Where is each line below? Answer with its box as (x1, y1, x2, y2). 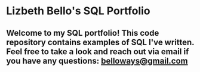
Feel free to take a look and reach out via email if (6, 46, 189, 57)
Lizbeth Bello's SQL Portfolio (6, 4, 150, 18)
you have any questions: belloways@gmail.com (6, 55, 188, 66)
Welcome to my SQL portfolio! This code (6, 28, 159, 38)
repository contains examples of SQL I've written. (6, 37, 195, 47)
